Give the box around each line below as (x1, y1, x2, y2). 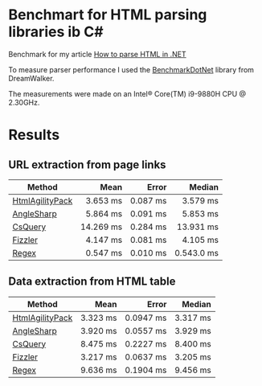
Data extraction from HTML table (8, 275, 176, 289)
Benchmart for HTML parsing (8, 6, 207, 24)
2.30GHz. (8, 97, 40, 107)
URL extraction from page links (8, 158, 166, 171)
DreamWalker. (8, 73, 55, 83)
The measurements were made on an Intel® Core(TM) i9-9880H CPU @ (8, 88, 247, 98)
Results (8, 126, 60, 144)
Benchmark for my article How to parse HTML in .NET (8, 49, 186, 59)
